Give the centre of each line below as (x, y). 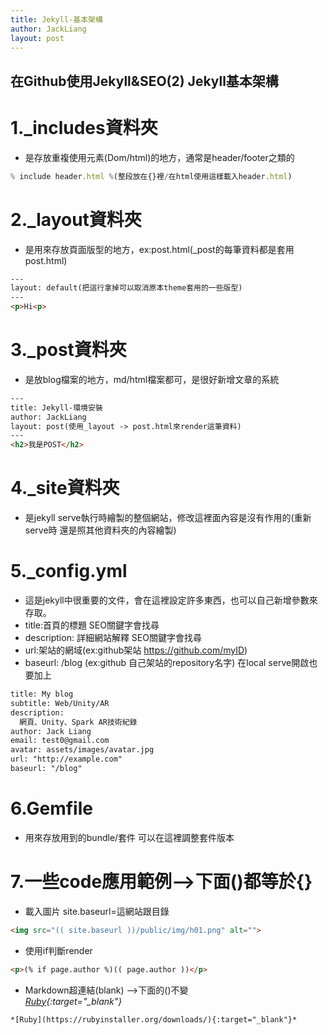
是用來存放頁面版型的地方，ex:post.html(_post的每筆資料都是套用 (159, 249)
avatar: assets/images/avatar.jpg (82, 750)
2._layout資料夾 (76, 219)
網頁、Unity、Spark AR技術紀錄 (78, 722)
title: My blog (42, 694)
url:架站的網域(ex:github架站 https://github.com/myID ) (136, 650)
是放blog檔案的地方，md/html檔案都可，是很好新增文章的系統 (152, 379)
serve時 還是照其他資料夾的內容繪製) (100, 530)
